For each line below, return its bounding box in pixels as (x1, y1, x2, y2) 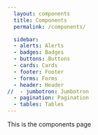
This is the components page (7, 120, 92, 128)
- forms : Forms (13, 75, 58, 82)
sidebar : (13, 36, 39, 43)
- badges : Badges (13, 49, 64, 56)
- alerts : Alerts (13, 43, 64, 50)
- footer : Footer (13, 68, 64, 76)
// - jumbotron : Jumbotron (7, 88, 90, 95)
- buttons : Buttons (13, 55, 71, 63)
